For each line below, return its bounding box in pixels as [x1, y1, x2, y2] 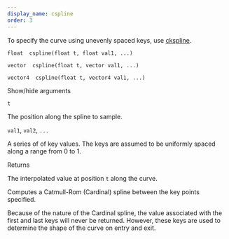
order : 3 [7, 17, 33, 24]
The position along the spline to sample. [7, 112, 123, 121]
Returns [7, 161, 30, 169]
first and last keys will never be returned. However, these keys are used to [7, 216, 221, 224]
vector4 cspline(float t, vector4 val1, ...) [7, 74, 146, 81]
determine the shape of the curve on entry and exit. [7, 224, 156, 232]
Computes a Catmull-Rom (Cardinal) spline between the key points [7, 187, 200, 196]
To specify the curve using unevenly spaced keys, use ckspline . [7, 36, 192, 44]
